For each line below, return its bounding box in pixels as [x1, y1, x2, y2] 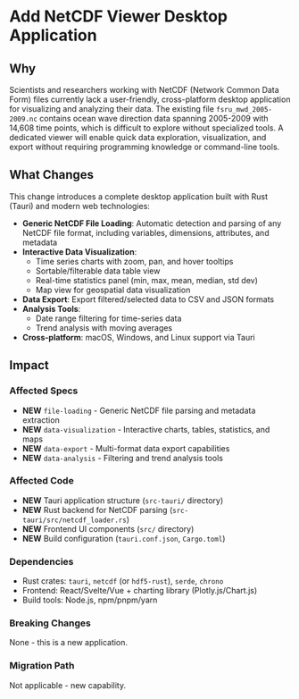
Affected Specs [9, 384, 79, 397]
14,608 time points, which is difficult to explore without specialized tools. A [9, 122, 284, 133]
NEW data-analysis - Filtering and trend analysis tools [21, 452, 223, 463]
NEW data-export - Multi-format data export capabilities [21, 442, 230, 453]
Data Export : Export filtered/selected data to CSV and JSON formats [21, 293, 275, 305]
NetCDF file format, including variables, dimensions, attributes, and [21, 227, 270, 238]
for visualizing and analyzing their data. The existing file [9, 104, 214, 114]
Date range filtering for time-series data [35, 313, 182, 324]
